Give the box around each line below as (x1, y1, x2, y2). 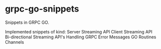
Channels (5, 39, 24, 45)
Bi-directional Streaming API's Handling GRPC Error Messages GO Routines (5, 34, 157, 40)
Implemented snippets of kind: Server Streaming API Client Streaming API (5, 29, 153, 34)
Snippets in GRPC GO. (5, 19, 50, 25)
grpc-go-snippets (5, 3, 79, 15)
